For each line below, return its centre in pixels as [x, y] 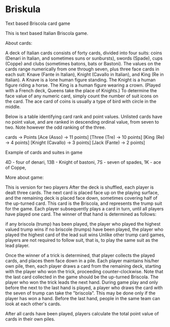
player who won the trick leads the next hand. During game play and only [82, 282]
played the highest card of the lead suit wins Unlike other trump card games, [85, 235]
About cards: [19, 43]
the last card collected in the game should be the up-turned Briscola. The [82, 277]
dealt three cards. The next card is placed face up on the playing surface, [82, 192]
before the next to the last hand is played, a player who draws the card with [84, 287]
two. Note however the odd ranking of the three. [56, 127]
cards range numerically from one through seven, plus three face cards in [82, 69]
